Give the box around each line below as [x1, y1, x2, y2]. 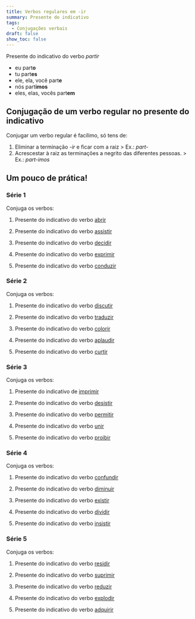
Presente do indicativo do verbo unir [14, 423, 105, 430]
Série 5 [6, 535, 27, 543]
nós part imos [14, 83, 48, 90]
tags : [6, 20, 20, 26]
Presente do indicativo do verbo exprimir [14, 250, 115, 257]
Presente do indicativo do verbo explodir [14, 594, 115, 601]
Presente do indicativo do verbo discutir [14, 301, 113, 309]
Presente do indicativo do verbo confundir [14, 474, 119, 481]
